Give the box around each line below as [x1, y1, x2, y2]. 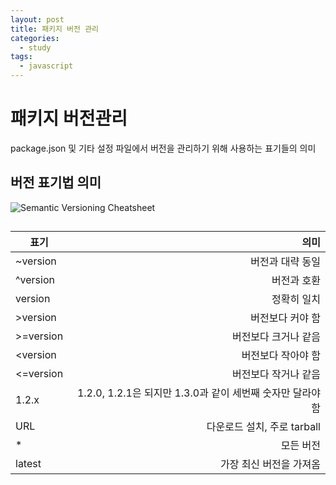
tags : [10, 52, 33, 62]
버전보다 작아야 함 [241, 349, 321, 363]
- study [19, 42, 52, 53]
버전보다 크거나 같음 [231, 330, 321, 344]
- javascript [19, 61, 74, 71]
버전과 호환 [271, 274, 321, 288]
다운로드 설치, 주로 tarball [206, 420, 321, 434]
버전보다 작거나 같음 [231, 367, 321, 381]
